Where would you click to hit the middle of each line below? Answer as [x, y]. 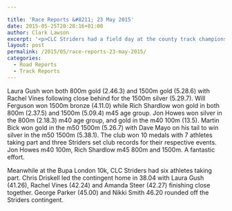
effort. [16, 157]
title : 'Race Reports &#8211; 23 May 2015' [71, 19]
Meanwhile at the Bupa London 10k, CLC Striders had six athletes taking [110, 170]
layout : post [26, 46]
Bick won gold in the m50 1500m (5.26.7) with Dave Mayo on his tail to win [113, 127]
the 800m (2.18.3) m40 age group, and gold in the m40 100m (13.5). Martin [113, 120]
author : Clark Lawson [38, 33]
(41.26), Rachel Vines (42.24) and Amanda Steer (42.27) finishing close [109, 185]
